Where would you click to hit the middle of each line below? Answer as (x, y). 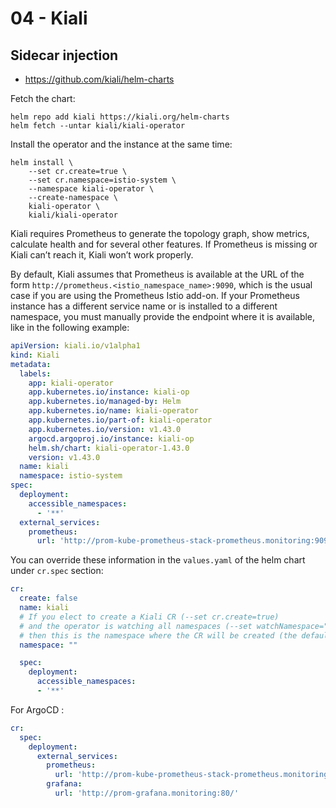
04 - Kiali (49, 18)
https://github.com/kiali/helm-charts (99, 79)
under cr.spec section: (57, 571)
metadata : (31, 364)
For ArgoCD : (37, 709)
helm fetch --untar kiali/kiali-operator (98, 126)
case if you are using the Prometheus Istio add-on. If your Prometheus (155, 295)
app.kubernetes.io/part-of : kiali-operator (120, 420)
